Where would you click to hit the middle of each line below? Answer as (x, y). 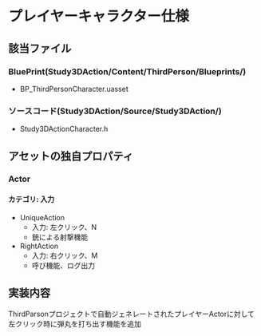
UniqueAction (42, 217)
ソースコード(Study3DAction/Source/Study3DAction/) (115, 111)
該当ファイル (40, 48)
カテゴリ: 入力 (31, 200)
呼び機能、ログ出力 (63, 265)
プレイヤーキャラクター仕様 (99, 16)
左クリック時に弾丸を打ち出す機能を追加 (75, 323)
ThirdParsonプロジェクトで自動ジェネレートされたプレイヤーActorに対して (132, 314)
